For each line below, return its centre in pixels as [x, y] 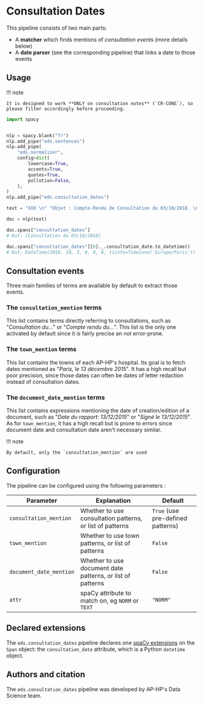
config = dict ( [34, 158]
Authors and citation [46, 675]
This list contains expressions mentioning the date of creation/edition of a [98, 411]
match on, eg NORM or [109, 601]
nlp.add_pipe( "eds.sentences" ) [46, 141]
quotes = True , [44, 175]
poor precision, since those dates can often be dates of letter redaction [95, 375]
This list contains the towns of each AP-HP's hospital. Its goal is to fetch [96, 362]
